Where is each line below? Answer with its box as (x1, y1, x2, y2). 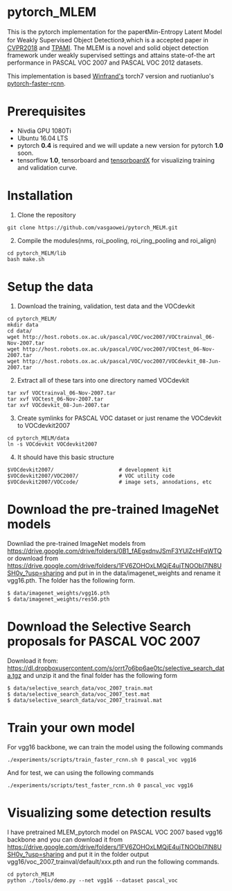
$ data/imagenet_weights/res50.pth (7, 595, 110, 603)
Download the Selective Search (7, 619, 192, 634)
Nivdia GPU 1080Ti (17, 126, 71, 135)
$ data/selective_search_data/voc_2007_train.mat (7, 685, 154, 692)
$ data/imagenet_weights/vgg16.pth (7, 590, 110, 597)
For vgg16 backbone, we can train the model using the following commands (7, 742, 224, 751)
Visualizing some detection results (7, 805, 211, 820)
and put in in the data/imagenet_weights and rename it (65, 569, 221, 577)
